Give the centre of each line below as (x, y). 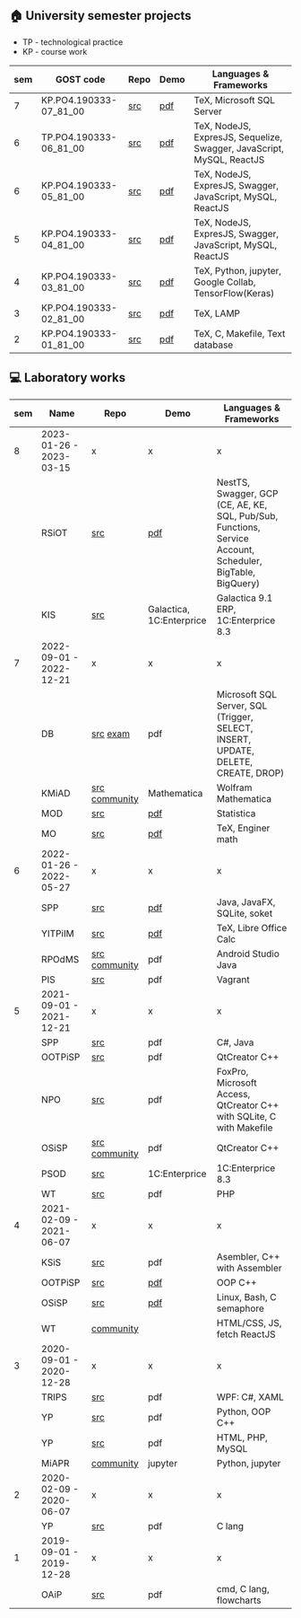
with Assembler (249, 1268)
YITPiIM (58, 933)
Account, (236, 550)
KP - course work (55, 51)
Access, (233, 1094)
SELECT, (235, 728)
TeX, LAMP (217, 313)
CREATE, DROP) (250, 773)
